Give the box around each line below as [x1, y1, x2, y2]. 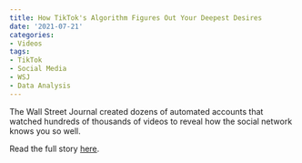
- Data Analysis [9, 81, 71, 90]
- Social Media [9, 65, 67, 74]
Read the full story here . [9, 143, 100, 154]
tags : [9, 47, 30, 56]
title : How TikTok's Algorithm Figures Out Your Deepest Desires [9, 13, 262, 23]
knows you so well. [9, 125, 81, 137]
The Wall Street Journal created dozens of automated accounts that [9, 106, 264, 117]
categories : [9, 30, 55, 39]
